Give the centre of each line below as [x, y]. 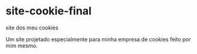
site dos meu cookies [32, 28]
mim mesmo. [22, 46]
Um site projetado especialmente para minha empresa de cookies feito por [98, 39]
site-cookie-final [48, 11]
